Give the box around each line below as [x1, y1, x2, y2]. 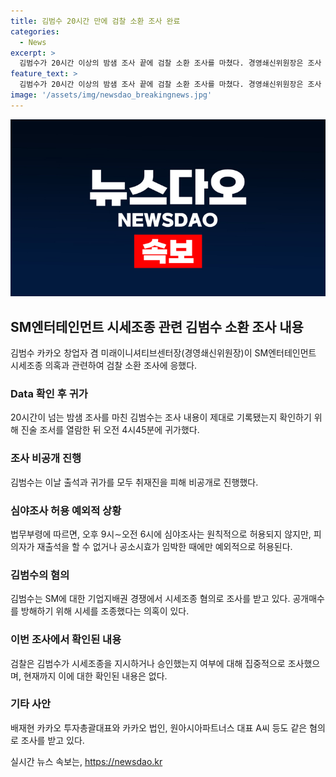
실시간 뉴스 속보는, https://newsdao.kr [10, 755, 163, 767]
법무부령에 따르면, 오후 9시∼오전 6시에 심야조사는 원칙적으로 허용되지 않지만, [10, 528, 312, 540]
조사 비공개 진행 [10, 451, 82, 465]
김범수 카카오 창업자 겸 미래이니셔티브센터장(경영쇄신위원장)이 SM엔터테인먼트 [10, 347, 317, 359]
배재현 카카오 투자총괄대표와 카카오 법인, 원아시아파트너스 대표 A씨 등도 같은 [10, 721, 308, 734]
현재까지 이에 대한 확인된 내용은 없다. [23, 670, 168, 682]
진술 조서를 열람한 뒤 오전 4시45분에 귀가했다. [20, 424, 200, 436]
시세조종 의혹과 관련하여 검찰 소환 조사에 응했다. [10, 360, 198, 372]
